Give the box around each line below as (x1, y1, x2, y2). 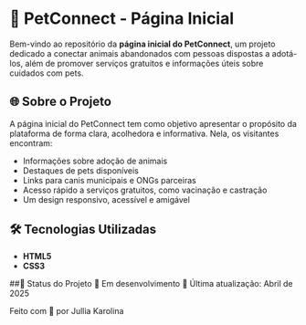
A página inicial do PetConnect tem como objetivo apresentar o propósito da (9, 118, 297, 129)
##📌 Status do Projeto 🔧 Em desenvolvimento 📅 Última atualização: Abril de (9, 278, 293, 288)
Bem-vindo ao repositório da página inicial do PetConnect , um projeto (9, 38, 276, 49)
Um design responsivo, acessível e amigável (22, 194, 190, 204)
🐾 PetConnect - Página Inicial (9, 8, 235, 29)
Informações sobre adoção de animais (22, 155, 168, 166)
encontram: (9, 137, 53, 149)
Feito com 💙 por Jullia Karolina (9, 305, 124, 316)
